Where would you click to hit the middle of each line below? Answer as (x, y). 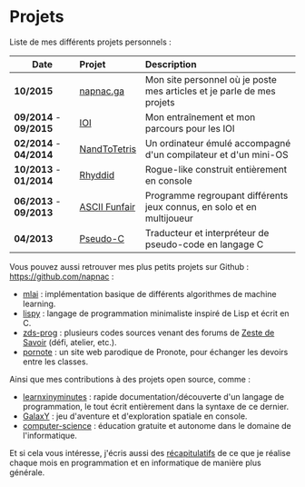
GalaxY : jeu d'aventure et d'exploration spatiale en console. (135, 416)
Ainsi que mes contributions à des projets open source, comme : (130, 379)
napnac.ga (102, 91)
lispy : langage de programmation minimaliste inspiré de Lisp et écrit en (156, 313)
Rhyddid (97, 174)
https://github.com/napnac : (62, 276)
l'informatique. (49, 435)
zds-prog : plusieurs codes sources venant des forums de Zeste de (148, 333)
